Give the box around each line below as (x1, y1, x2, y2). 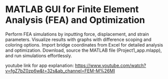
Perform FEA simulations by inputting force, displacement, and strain (5, 31, 149, 37)
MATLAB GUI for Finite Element (5, 4, 139, 15)
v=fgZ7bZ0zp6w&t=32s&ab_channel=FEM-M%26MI (5, 67, 115, 74)
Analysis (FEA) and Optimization (5, 14, 145, 26)
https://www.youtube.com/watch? (75, 62, 146, 68)
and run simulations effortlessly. (5, 52, 73, 59)
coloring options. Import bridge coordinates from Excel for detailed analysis (5, 42, 163, 48)
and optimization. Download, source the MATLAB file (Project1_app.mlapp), (5, 47, 162, 53)
